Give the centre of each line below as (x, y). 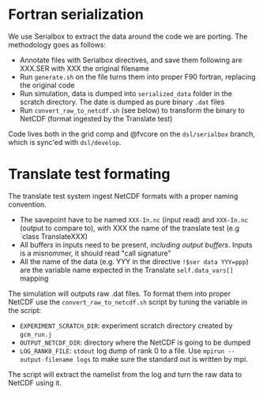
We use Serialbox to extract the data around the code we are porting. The (128, 36)
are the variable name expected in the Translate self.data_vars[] (126, 270)
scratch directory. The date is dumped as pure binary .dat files (122, 102)
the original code (47, 85)
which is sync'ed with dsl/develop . (65, 142)
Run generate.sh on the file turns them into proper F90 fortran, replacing (137, 76)
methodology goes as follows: (57, 44)
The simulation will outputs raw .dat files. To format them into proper (120, 293)
